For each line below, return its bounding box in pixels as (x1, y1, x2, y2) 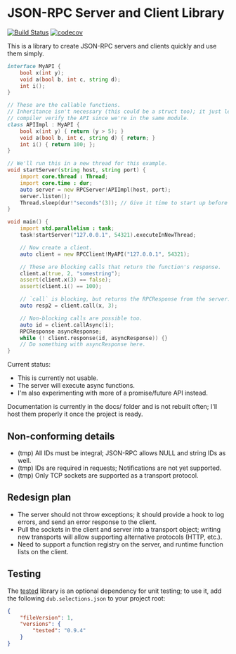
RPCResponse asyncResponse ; (20, 328, 102, 335)
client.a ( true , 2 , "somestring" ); (20, 270, 121, 277)
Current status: (7, 360, 51, 369)
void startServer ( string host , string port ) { (7, 166, 146, 174)
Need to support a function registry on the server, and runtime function (17, 539, 223, 549)
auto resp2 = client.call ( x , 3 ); (20, 302, 118, 310)
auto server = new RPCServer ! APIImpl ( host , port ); (20, 186, 171, 193)
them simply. (7, 49, 44, 58)
